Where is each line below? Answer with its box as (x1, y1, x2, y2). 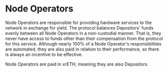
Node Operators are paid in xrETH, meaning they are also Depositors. (5, 61, 149, 67)
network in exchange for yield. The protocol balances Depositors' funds (5, 24, 154, 30)
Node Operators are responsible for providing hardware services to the (5, 19, 152, 25)
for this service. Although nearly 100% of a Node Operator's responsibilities (5, 40, 162, 46)
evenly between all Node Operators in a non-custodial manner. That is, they (5, 30, 161, 36)
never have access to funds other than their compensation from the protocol (5, 35, 163, 41)
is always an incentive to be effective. (5, 51, 83, 57)
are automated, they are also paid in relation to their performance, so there (5, 46, 159, 52)
